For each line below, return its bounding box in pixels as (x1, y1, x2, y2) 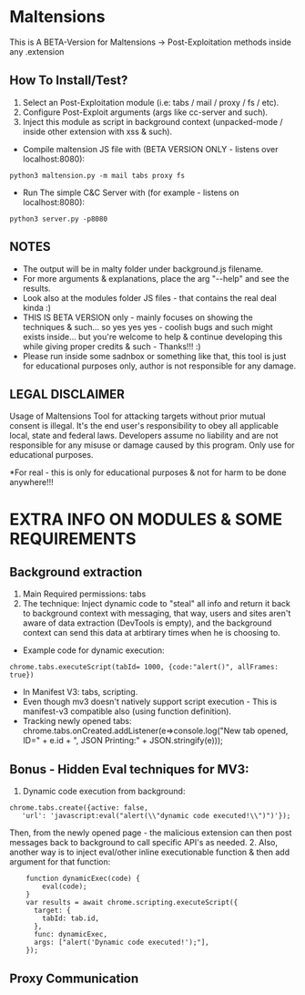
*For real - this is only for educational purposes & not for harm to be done (9, 467, 287, 478)
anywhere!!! (9, 477, 54, 488)
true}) (9, 670, 35, 680)
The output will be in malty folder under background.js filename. (22, 263, 264, 275)
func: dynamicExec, (33, 930, 107, 939)
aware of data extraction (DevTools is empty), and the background (22, 617, 272, 628)
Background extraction (9, 564, 143, 580)
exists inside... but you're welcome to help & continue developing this (22, 331, 283, 342)
